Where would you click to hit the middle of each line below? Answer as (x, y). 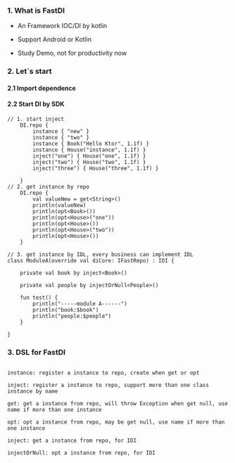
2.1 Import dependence (42, 88)
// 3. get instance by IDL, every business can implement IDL (100, 255)
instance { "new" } (61, 132)
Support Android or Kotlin (54, 39)
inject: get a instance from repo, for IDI (72, 441)
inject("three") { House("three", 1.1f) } (96, 169)
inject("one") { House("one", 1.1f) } (89, 156)
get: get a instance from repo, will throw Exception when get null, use (118, 404)
